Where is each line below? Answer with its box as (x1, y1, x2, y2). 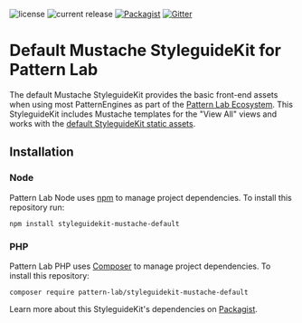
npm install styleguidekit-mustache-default (9, 219, 180, 228)
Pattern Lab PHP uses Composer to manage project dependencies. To (9, 261, 271, 271)
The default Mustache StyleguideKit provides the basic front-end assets (9, 89, 278, 100)
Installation (9, 145, 74, 160)
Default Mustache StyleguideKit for (9, 41, 282, 61)
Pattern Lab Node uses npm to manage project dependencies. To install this (9, 192, 292, 203)
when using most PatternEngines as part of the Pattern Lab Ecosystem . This (9, 99, 294, 109)
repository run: (9, 202, 65, 213)
